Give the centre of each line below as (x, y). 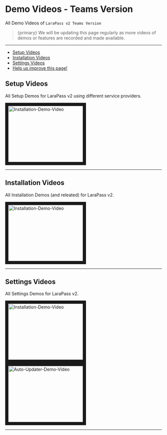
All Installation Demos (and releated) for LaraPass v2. (60, 195)
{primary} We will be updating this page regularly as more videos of (87, 32)
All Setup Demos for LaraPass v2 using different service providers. (73, 96)
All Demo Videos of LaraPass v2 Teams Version (53, 23)
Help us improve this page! (40, 68)
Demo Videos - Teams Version (69, 9)
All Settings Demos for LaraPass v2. (42, 294)
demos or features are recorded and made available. (71, 38)
